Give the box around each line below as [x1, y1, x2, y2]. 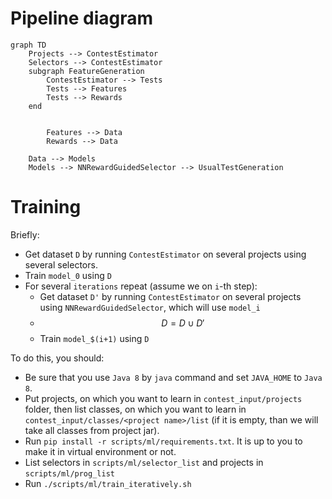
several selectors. [24, 258, 98, 271]
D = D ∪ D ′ [161, 317, 205, 329]
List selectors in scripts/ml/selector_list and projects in [24, 456, 264, 468]
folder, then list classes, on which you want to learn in [24, 403, 247, 415]
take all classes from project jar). [24, 424, 160, 436]
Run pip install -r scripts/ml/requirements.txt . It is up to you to [24, 435, 303, 447]
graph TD [10, 40, 47, 50]
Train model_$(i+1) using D [39, 332, 150, 344]
